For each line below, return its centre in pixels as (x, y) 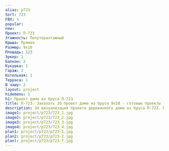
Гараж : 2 (14, 71)
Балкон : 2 (16, 61)
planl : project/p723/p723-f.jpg (39, 141)
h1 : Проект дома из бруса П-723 (39, 99)
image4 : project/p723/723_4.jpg (39, 127)
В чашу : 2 (16, 85)
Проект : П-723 (20, 33)
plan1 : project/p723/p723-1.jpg (39, 131)
